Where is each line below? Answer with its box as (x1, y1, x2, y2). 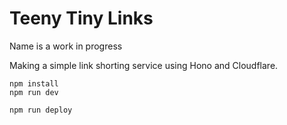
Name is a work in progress (9, 40, 123, 52)
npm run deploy (9, 105, 73, 115)
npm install (9, 78, 59, 89)
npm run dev (9, 87, 59, 97)
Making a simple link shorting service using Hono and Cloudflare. (9, 59, 279, 71)
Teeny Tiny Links (9, 7, 154, 30)
